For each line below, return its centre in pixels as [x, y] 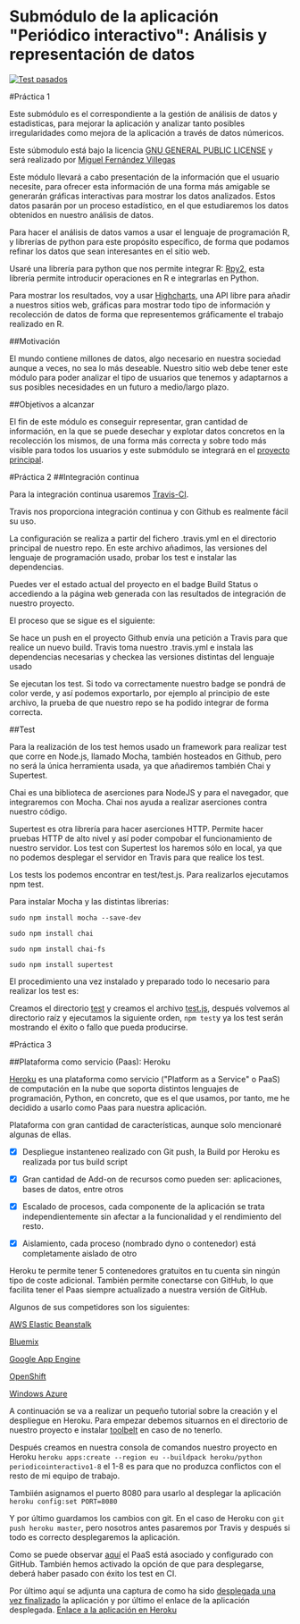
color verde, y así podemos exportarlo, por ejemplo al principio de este [140, 693]
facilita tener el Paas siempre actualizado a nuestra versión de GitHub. [138, 1290]
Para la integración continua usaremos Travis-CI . [99, 494]
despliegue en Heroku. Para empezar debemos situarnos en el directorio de [149, 1421]
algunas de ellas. [40, 1134]
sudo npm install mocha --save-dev [75, 918]
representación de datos [102, 55]
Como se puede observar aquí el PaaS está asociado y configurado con [142, 1555]
